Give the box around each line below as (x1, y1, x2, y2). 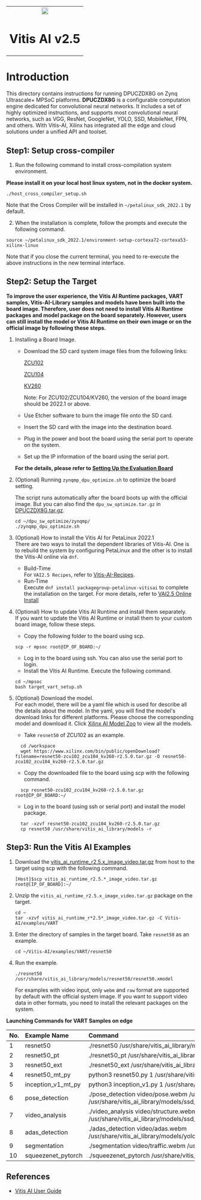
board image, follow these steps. (14, 620, 96, 628)
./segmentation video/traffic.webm (88, 1141, 186, 1150)
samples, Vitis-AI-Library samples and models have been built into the (6, 299, 185, 306)
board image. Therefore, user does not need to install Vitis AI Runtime (6, 305, 184, 312)
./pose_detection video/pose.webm (88, 1090, 188, 1098)
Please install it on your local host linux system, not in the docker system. (6, 179, 193, 186)
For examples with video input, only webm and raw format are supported (14, 986, 189, 994)
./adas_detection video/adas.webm (88, 1124, 187, 1132)
